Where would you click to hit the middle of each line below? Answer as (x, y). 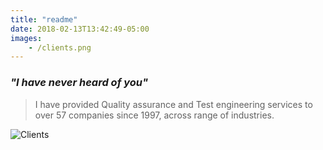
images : (26, 38)
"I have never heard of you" (79, 83)
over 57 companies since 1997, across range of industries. (154, 115)
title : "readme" (44, 19)
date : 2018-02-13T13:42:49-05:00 (80, 29)
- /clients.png (60, 47)
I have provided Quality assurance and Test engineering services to (173, 104)
